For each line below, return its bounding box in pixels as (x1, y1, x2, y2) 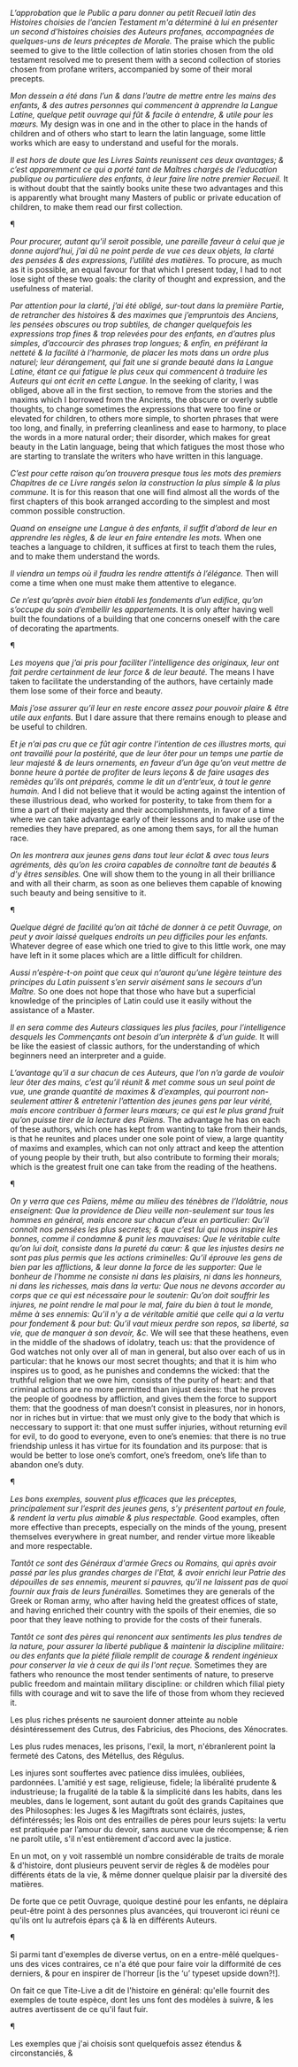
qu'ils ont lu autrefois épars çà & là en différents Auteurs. (10, 1915, 218, 1925)
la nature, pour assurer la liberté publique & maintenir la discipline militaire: (10, 1641, 285, 1651)
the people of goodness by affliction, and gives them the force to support (10, 1394, 278, 1404)
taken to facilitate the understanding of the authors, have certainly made (10, 677, 273, 686)
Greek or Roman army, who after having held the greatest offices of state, (10, 1596, 279, 1606)
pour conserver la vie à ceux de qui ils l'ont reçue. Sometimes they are (10, 1660, 268, 1670)
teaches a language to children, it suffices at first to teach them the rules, (10, 542, 277, 552)
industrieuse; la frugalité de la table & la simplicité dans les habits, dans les (10, 1786, 282, 1797)
